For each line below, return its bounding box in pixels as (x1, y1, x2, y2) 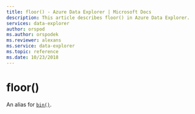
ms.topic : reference (6, 49, 59, 55)
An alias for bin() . (6, 101, 52, 108)
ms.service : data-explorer (6, 43, 75, 49)
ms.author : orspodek (6, 32, 59, 38)
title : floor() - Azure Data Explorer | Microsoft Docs (6, 9, 152, 15)
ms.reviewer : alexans (6, 37, 62, 43)
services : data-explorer (6, 20, 70, 26)
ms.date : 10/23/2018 (6, 54, 59, 60)
